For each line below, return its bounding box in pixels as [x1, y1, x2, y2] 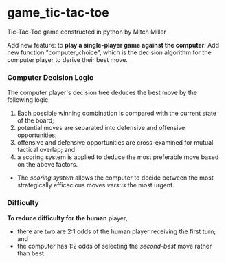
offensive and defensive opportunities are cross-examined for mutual [16, 138, 214, 147]
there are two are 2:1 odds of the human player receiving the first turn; [16, 227, 216, 235]
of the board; [16, 116, 55, 125]
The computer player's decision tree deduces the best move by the [7, 88, 198, 97]
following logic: [7, 96, 50, 104]
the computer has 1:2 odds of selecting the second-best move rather [16, 242, 212, 250]
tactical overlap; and [16, 146, 76, 154]
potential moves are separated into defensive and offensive [16, 124, 185, 132]
